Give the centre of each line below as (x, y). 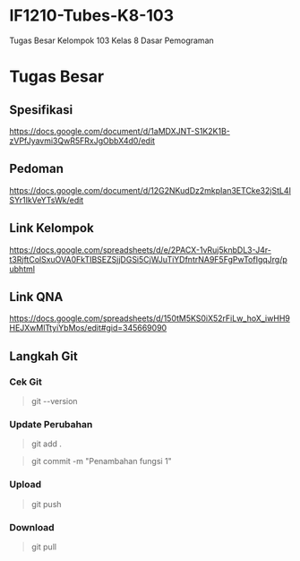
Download (32, 527)
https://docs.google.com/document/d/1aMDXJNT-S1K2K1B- (120, 131)
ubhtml (22, 269)
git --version (54, 401)
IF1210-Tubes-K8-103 (92, 16)
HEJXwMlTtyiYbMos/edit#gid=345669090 (88, 328)
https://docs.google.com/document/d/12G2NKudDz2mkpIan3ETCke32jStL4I (150, 190)
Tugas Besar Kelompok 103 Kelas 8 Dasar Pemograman (112, 40)
